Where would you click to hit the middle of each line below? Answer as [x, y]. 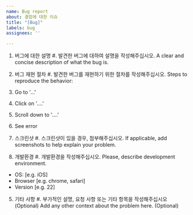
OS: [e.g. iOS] [31, 175]
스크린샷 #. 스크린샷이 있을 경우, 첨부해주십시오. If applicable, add [91, 138]
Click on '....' [29, 103]
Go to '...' [25, 92]
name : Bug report [27, 11]
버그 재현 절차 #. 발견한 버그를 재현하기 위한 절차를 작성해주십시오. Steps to [101, 74]
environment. [30, 164]
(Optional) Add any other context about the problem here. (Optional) [96, 206]
